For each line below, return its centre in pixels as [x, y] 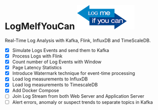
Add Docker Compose [36, 91]
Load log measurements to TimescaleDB [55, 85]
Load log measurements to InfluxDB [50, 79]
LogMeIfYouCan [40, 26]
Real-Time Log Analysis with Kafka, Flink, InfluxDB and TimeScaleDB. [78, 40]
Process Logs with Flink [37, 56]
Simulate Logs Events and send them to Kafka [61, 50]
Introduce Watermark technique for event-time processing [74, 73]
